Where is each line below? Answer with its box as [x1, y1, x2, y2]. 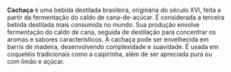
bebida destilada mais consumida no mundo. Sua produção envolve [7, 21, 200, 28]
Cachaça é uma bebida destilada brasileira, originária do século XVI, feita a [7, 6, 221, 14]
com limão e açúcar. [7, 57, 65, 65]
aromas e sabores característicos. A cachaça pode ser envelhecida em [7, 35, 209, 44]
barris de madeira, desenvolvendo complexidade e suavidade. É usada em [7, 43, 219, 51]
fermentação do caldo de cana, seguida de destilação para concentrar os [7, 28, 216, 36]
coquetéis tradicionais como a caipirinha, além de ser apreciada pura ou [7, 50, 212, 58]
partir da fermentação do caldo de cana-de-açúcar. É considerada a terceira [7, 13, 225, 21]
